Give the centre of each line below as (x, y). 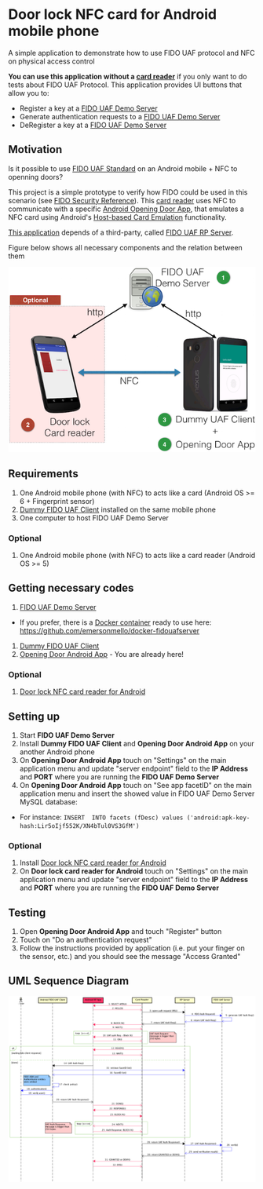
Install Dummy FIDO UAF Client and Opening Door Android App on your (137, 743)
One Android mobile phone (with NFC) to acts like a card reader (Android (137, 556)
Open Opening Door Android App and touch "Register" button (121, 932)
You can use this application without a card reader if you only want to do (128, 76)
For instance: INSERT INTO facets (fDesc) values (101, 817)
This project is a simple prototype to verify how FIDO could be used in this (128, 192)
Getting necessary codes (71, 588)
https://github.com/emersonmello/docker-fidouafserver (110, 630)
